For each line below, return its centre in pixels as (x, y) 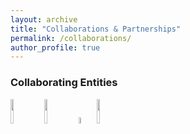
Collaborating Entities (64, 83)
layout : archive (44, 19)
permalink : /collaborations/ (71, 38)
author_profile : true (55, 47)
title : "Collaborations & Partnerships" (96, 29)
